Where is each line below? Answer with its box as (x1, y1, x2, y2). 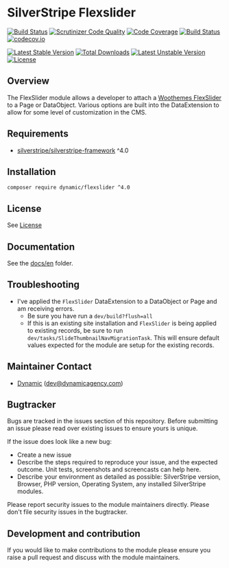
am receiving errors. (16, 304, 75, 313)
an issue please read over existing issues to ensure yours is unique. (7, 424, 198, 433)
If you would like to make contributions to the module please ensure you (7, 546, 211, 554)
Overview (7, 75, 50, 87)
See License (7, 221, 43, 229)
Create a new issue (16, 451, 72, 459)
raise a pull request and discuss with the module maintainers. (7, 554, 180, 562)
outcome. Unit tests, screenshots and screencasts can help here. (16, 465, 201, 474)
